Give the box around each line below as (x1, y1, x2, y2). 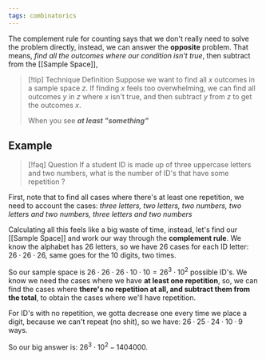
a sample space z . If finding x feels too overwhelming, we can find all (27, 83, 256, 93)
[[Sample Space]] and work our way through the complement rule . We (8, 234, 242, 243)
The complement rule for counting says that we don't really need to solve (8, 34, 250, 43)
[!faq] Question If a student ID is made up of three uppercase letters (27, 160, 252, 170)
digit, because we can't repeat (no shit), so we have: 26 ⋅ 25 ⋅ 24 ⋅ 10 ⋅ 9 (8, 317, 244, 326)
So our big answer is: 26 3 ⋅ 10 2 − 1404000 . (8, 341, 149, 352)
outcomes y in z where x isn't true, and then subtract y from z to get (27, 91, 252, 101)
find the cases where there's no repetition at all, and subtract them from (8, 285, 250, 294)
